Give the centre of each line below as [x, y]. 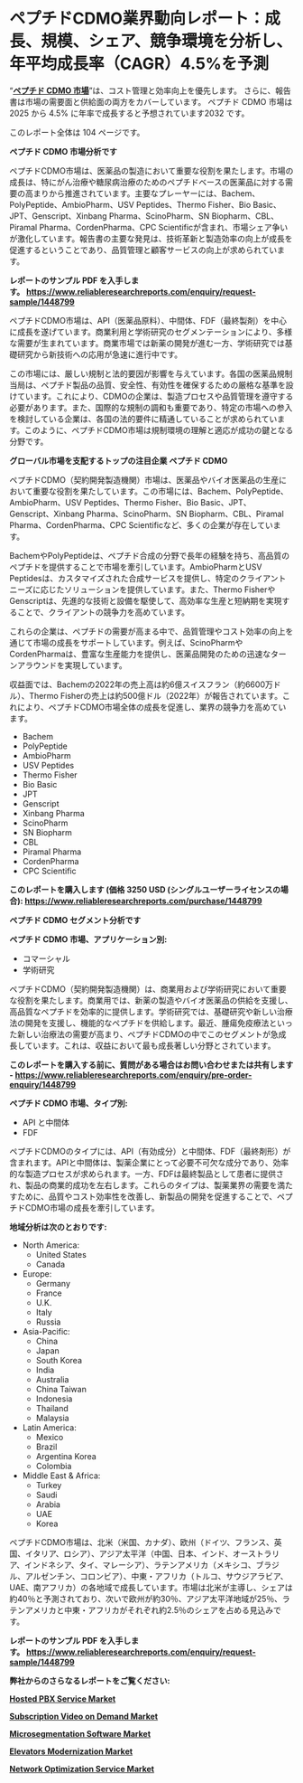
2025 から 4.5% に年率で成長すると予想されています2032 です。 [129, 113]
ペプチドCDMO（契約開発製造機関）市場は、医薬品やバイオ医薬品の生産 [144, 479]
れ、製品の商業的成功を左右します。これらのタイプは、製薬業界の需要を [143, 1184]
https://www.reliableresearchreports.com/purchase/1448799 [144, 901]
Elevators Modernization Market [71, 1751]
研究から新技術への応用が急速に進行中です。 [100, 354]
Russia [48, 1322]
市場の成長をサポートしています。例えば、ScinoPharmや [138, 642]
